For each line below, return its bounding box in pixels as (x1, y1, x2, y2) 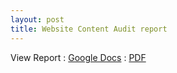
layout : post (10, 14, 65, 25)
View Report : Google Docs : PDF (10, 51, 147, 63)
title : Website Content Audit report (10, 24, 168, 34)
